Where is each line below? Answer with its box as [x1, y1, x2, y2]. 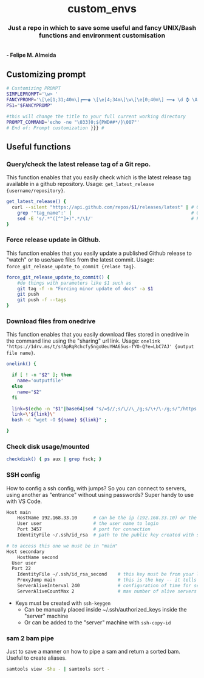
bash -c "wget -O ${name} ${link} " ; [12, 417, 107, 423]
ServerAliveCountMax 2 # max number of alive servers [17, 588, 197, 594]
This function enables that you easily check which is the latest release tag [6, 174, 191, 181]
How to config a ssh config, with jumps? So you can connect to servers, [6, 484, 186, 492]
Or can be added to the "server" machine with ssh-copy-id [24, 618, 171, 626]
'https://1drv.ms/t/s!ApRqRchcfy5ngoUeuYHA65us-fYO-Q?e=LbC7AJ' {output [6, 344, 194, 350]
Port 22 [12, 566, 32, 572]
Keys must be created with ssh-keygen [15, 599, 111, 607]
